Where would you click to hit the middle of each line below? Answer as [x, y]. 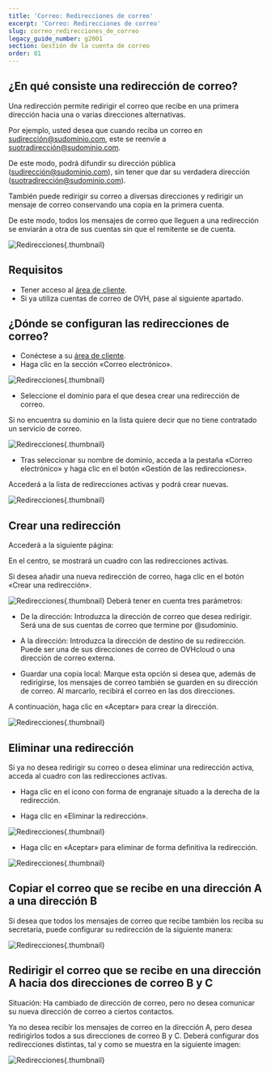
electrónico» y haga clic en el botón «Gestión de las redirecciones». [133, 469]
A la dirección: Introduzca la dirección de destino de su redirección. [133, 641]
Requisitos [36, 270]
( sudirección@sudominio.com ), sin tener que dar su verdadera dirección [129, 172]
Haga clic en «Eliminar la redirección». [84, 816]
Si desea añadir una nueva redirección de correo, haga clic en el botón [126, 577]
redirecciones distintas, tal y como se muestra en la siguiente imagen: [125, 1044]
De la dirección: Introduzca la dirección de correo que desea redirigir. [136, 617]
